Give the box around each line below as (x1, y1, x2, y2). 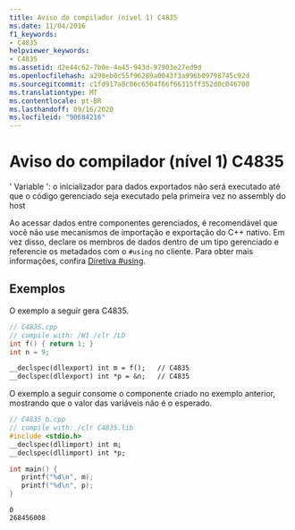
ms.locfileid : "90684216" (9, 113, 105, 122)
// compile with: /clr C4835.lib (9, 423, 134, 432)
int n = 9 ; (9, 347, 50, 356)
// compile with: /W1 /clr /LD (9, 330, 126, 340)
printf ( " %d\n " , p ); (21, 481, 94, 491)
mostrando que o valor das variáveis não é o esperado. (9, 397, 213, 408)
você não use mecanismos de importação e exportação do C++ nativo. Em (9, 227, 285, 238)
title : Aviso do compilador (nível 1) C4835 (9, 13, 178, 22)
